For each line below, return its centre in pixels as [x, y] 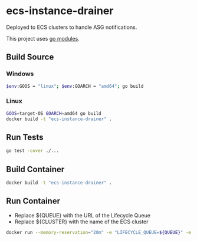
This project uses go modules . [43, 38]
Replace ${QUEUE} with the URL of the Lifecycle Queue [82, 215]
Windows [20, 74]
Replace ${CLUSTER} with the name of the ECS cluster [81, 222]
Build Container [35, 169]
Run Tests [25, 137]
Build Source [30, 57]
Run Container [33, 201]
